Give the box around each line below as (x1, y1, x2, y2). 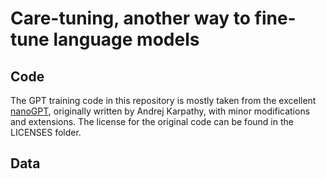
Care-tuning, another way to (10, 7, 251, 30)
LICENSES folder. (10, 127, 82, 138)
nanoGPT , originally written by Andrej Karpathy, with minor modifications (10, 105, 311, 117)
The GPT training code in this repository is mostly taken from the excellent (10, 95, 317, 106)
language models (53, 28, 200, 51)
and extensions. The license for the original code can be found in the (10, 116, 294, 127)
